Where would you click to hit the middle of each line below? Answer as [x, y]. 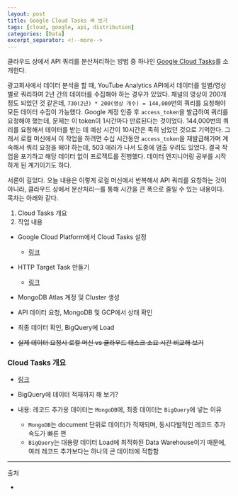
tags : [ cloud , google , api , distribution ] [71, 27]
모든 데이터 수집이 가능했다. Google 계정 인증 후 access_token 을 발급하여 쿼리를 [118, 112]
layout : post [27, 14]
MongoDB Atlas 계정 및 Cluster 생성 [69, 297]
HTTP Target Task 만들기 [53, 268]
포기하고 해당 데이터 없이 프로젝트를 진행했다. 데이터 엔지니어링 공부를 [117, 156]
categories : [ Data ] [36, 34]
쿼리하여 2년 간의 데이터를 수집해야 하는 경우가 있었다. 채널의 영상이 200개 [123, 94]
